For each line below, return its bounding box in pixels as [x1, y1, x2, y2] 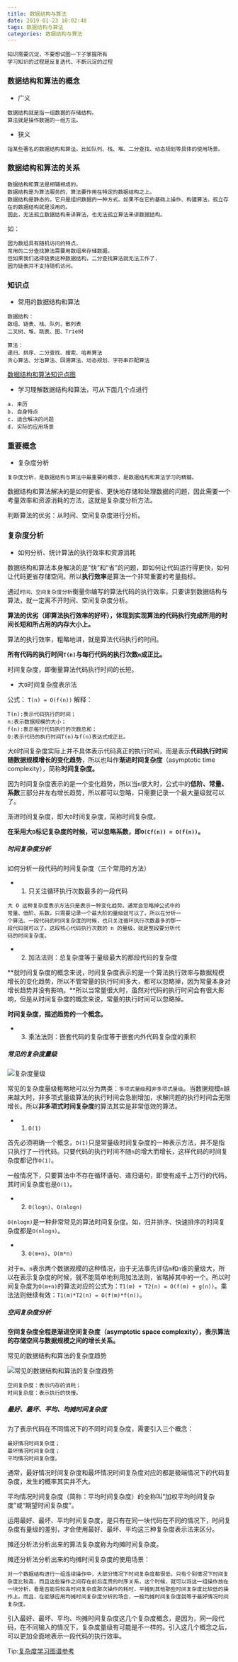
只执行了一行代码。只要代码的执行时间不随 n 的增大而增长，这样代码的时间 [7, 1147, 222, 1155]
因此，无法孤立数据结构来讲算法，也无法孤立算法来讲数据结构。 [7, 210, 166, 218]
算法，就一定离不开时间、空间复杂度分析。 [7, 596, 132, 605]
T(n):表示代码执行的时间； [7, 710, 76, 718]
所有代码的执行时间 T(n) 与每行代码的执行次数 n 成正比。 [7, 650, 166, 658]
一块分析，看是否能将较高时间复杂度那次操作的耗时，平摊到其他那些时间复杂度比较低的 [7, 1585, 224, 1593]
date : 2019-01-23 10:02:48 [7, 17, 87, 24]
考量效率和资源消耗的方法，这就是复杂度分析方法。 [7, 496, 157, 505]
